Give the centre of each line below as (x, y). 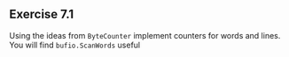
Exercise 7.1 (42, 14)
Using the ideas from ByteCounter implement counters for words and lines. (145, 35)
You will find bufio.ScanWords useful (74, 45)
